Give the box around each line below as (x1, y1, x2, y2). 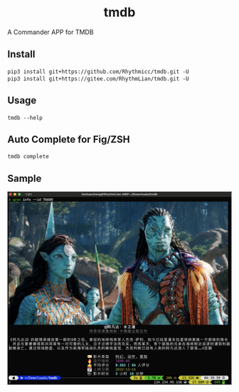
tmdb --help (7, 114, 43, 121)
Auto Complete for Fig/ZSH (7, 133, 130, 146)
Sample (7, 172, 42, 185)
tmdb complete (7, 153, 50, 160)
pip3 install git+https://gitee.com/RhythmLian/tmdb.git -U (7, 75, 190, 82)
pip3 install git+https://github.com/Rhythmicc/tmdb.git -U (7, 68, 190, 75)
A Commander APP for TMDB (7, 28, 94, 36)
